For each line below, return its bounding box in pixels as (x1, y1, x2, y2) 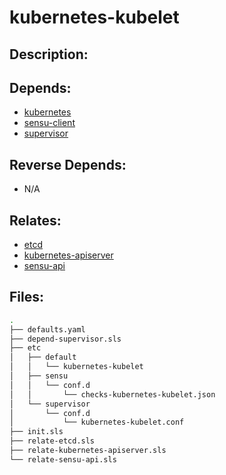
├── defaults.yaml (9, 324, 86, 335)
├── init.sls (9, 427, 64, 437)
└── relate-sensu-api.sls (9, 454, 117, 465)
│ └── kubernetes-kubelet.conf (9, 417, 185, 428)
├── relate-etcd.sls (9, 436, 96, 446)
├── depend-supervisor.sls (9, 334, 122, 344)
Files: (9, 289, 44, 306)
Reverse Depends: (9, 156, 127, 173)
